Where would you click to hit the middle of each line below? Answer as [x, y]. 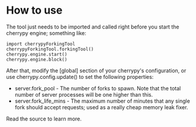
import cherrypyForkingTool [41, 44]
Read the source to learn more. [44, 119]
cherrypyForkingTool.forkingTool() [50, 49]
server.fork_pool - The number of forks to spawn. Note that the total [98, 88]
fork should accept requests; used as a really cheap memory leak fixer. [101, 107]
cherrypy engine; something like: [46, 33]
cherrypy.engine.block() [37, 59]
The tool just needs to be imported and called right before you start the [93, 27]
